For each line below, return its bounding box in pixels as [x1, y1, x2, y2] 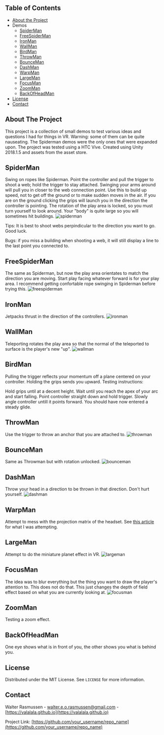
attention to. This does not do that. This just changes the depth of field [5, 584, 148, 590]
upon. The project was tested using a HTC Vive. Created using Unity [5, 144, 143, 150]
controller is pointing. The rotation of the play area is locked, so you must [5, 203, 153, 209]
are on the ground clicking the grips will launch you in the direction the [5, 197, 148, 204]
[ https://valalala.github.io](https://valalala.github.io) [5, 709, 109, 715]
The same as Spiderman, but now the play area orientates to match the [5, 270, 149, 276]
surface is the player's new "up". [5, 346, 71, 352]
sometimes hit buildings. [5, 213, 55, 219]
